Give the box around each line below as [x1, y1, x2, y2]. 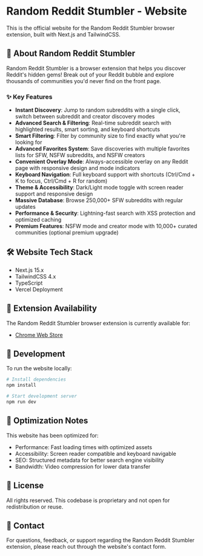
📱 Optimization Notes [6, 416, 88, 426]
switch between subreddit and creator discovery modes [15, 113, 155, 120]
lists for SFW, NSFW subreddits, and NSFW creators [15, 152, 145, 159]
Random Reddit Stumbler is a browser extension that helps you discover [6, 64, 186, 72]
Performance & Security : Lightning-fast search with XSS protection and [15, 209, 196, 217]
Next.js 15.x [15, 266, 44, 274]
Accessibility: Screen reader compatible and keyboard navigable [15, 450, 177, 457]
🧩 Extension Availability [6, 303, 97, 314]
